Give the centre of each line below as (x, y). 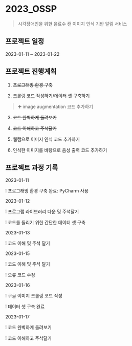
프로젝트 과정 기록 (32, 168)
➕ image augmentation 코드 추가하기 (56, 106)
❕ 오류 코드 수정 (20, 275)
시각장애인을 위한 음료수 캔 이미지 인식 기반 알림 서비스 (72, 24)
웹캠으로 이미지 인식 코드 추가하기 (46, 139)
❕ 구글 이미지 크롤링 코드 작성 (34, 296)
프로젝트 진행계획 (31, 71)
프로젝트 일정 (25, 41)
